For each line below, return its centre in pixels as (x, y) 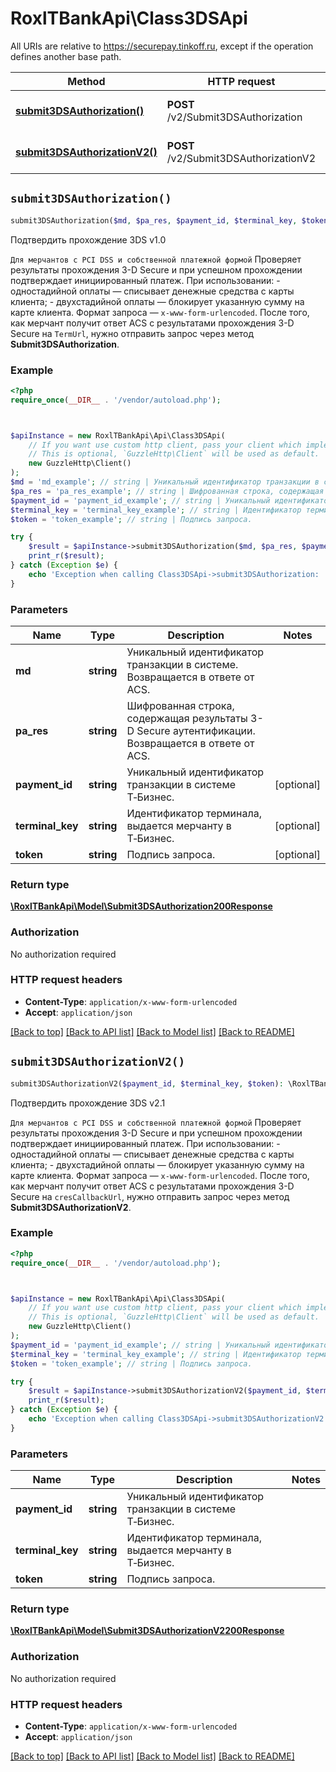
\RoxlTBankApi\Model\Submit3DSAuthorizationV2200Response (147, 1631)
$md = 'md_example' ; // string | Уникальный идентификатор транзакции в (165, 482)
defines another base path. (66, 56)
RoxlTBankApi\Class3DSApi (129, 18)
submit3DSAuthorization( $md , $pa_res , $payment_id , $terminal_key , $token (169, 220)
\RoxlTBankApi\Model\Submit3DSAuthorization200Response (141, 906)
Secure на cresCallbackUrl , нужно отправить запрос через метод (150, 1196)
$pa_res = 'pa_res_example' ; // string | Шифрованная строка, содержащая (167, 491)
